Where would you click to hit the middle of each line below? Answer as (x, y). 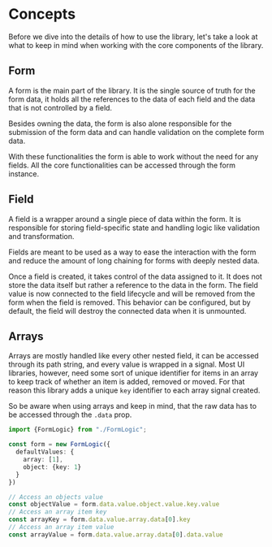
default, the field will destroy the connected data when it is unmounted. (127, 310)
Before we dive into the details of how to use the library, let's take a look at (133, 37)
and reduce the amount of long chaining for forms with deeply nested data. (134, 260)
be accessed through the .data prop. (70, 415)
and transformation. (41, 236)
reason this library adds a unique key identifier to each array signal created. (134, 390)
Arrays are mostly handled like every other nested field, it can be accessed (134, 356)
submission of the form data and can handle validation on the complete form (136, 132)
